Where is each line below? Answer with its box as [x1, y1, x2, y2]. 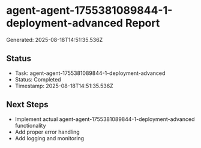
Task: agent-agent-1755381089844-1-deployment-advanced [14, 70, 166, 77]
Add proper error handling [14, 128, 80, 135]
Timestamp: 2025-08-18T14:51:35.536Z [14, 82, 113, 89]
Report [125, 16, 160, 30]
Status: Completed [14, 75, 61, 83]
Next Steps [6, 99, 49, 110]
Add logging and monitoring [14, 134, 85, 141]
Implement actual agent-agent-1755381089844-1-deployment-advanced [14, 115, 195, 123]
